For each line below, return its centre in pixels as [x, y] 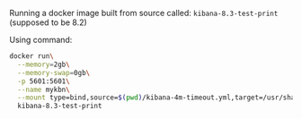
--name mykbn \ [44, 89]
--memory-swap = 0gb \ [54, 72]
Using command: [41, 40]
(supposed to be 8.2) [48, 22]
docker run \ [31, 56]
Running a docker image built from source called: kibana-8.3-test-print [144, 13]
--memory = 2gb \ [44, 64]
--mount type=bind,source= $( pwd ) [80, 98]
